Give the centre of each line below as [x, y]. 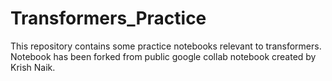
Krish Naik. [33, 67]
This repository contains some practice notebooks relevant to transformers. [166, 46]
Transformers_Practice [108, 18]
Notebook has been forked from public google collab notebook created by [163, 56]
